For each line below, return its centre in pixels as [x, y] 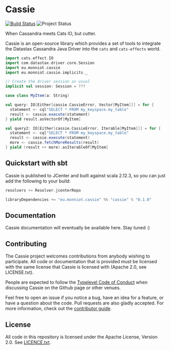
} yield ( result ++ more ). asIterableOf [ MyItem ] [57, 147]
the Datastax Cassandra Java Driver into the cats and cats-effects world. [83, 49]
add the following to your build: [38, 181]
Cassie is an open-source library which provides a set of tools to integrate [83, 43]
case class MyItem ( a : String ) [38, 96]
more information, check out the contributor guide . [59, 309]
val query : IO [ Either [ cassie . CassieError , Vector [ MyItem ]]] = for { [80, 105]
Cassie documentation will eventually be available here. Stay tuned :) [78, 228]
